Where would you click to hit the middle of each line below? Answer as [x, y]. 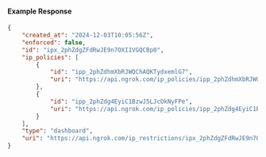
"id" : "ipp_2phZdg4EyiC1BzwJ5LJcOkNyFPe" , [121, 101]
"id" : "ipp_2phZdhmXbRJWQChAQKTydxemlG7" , [121, 72]
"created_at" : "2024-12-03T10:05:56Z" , [88, 36]
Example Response [40, 11]
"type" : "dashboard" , [57, 131]
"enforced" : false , [54, 42]
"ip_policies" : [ [50, 57]
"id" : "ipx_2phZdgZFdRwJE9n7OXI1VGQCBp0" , [93, 50]
